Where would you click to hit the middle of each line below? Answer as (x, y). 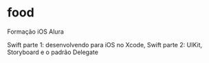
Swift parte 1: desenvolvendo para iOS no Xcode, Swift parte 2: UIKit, (105, 45)
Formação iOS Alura (35, 32)
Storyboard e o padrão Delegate (53, 52)
